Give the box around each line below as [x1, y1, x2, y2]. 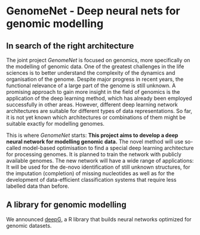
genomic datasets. [6, 222, 52, 229]
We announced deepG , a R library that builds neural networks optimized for [6, 215, 192, 222]
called [6, 145, 21, 151]
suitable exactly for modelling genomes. [6, 120, 104, 127]
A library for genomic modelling [6, 200, 127, 210]
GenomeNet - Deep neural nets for [6, 4, 180, 18]
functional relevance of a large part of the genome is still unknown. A [6, 82, 176, 89]
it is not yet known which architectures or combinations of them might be [6, 114, 186, 121]
